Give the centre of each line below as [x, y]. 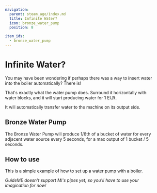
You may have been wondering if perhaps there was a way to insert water [79, 78]
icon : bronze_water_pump [34, 23]
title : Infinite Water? [33, 18]
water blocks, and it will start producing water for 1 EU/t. [61, 98]
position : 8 [22, 28]
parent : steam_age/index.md [38, 14]
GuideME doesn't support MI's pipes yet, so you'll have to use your [72, 180]
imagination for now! [26, 186]
